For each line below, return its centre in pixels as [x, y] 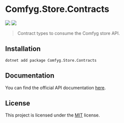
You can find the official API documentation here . [56, 88]
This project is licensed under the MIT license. [53, 115]
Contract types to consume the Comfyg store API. [69, 33]
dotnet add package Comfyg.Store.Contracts [51, 60]
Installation [23, 49]
